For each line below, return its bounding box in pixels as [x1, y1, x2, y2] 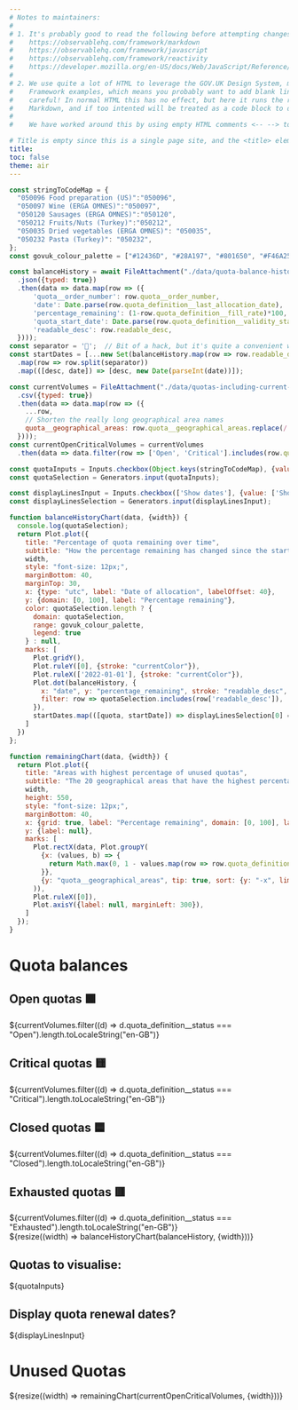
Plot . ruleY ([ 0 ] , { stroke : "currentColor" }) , [32, 661, 200, 670]
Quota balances [9, 955, 129, 976]
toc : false [9, 153, 50, 162]
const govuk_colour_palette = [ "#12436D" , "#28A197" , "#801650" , [9, 251, 255, 260]
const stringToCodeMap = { [9, 186, 109, 194]
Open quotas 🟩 [9, 992, 97, 1007]
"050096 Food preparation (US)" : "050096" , [17, 194, 176, 202]
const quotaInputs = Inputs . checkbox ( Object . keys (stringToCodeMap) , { [9, 464, 276, 473]
